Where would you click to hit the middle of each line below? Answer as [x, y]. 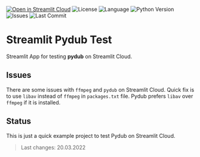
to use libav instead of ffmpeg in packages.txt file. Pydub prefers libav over [100, 96]
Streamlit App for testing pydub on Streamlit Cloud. [69, 56]
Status [19, 121]
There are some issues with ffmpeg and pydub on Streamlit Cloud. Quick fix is [100, 89]
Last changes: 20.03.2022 [53, 147]
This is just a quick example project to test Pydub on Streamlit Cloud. [91, 135]
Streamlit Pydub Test [59, 40]
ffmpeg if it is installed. [33, 102]
